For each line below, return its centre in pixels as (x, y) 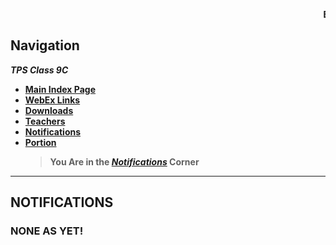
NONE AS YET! (47, 231)
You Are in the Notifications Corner (124, 161)
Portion (40, 142)
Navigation (45, 45)
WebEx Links (52, 100)
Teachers (45, 121)
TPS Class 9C (39, 70)
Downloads (49, 110)
